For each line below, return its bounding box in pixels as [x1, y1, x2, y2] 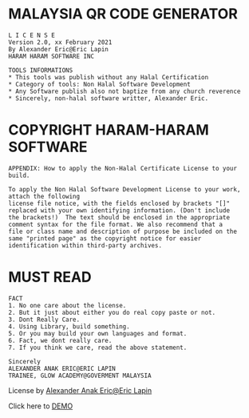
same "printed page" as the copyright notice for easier [8, 234, 202, 243]
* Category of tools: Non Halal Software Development [8, 80, 192, 88]
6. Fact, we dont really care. [8, 336, 113, 344]
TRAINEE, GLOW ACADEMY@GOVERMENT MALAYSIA [8, 372, 152, 380]
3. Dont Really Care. [8, 316, 81, 324]
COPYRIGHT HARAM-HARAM [8, 121, 209, 139]
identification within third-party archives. [8, 241, 162, 249]
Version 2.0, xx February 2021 [8, 38, 113, 46]
